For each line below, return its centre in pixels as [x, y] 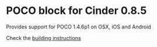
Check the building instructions [43, 38]
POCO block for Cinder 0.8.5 [76, 11]
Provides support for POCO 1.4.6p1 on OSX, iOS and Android [79, 27]
